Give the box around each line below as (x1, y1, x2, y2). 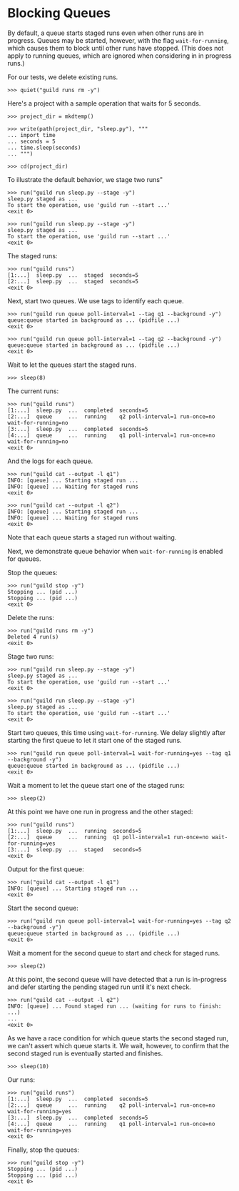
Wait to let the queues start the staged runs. (7, 360, 137, 369)
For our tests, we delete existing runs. (7, 73, 118, 81)
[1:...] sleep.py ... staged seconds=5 (7, 271, 139, 279)
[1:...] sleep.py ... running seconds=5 (7, 827, 142, 834)
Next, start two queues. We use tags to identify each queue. (7, 296, 184, 305)
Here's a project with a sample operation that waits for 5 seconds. (7, 98, 201, 108)
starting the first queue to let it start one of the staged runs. (7, 736, 182, 744)
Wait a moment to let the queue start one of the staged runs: (7, 781, 185, 789)
